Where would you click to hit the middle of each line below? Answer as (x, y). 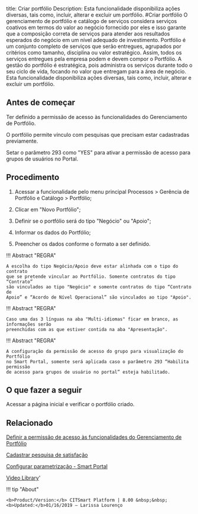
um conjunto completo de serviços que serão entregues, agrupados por (94, 46)
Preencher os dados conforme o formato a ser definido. (82, 244)
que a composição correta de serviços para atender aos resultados (88, 34)
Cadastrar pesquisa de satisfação (47, 455)
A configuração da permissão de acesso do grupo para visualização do (95, 351)
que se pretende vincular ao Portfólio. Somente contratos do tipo (91, 277)
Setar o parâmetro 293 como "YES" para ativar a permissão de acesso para (98, 152)
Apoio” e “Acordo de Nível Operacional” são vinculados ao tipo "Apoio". (99, 297)
